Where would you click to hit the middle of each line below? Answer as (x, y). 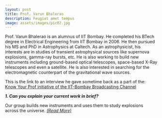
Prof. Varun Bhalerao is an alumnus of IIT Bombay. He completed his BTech (80, 37)
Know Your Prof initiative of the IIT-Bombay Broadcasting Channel (71, 87)
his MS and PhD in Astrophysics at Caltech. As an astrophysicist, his (73, 47)
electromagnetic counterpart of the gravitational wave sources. (68, 72)
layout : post (18, 9)
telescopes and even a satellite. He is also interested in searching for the (77, 67)
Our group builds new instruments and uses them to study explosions (74, 105)
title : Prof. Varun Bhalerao (34, 14)
